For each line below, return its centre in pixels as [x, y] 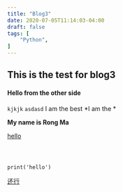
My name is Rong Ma [38, 122]
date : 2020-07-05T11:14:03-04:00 [56, 20]
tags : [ [19, 33]
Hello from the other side [44, 93]
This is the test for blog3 [61, 75]
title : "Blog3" [29, 14]
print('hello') [29, 167]
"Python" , [34, 40]
